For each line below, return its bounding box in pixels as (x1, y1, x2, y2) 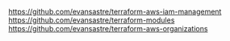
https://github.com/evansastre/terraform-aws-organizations (8, 24, 208, 33)
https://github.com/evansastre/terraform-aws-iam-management (8, 7, 222, 16)
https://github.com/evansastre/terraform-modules (8, 15, 175, 25)
